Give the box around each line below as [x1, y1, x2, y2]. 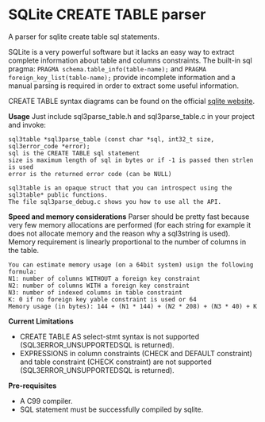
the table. [8, 245, 40, 255]
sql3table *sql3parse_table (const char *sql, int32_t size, [8, 135, 215, 144]
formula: [8, 267, 37, 275]
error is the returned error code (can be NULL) [8, 170, 172, 178]
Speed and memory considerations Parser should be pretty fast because [8, 212, 250, 221]
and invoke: [8, 120, 46, 129]
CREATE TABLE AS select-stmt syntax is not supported [19, 332, 200, 341]
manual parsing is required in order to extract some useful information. [8, 81, 240, 90]
